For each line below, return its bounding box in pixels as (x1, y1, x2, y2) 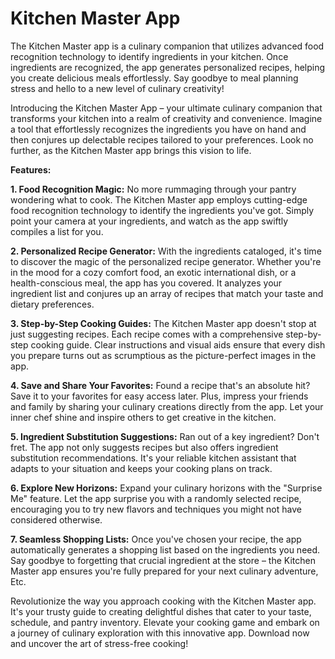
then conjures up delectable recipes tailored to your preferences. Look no (10, 133, 314, 146)
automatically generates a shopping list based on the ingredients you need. (10, 543, 321, 556)
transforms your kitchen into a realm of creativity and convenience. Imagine (10, 112, 323, 124)
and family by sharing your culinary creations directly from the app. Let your (10, 400, 324, 412)
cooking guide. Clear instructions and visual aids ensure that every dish (30, 338, 326, 351)
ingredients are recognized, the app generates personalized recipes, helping (10, 61, 326, 73)
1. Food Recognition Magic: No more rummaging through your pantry (10, 183, 297, 195)
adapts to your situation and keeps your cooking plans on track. (10, 462, 273, 474)
